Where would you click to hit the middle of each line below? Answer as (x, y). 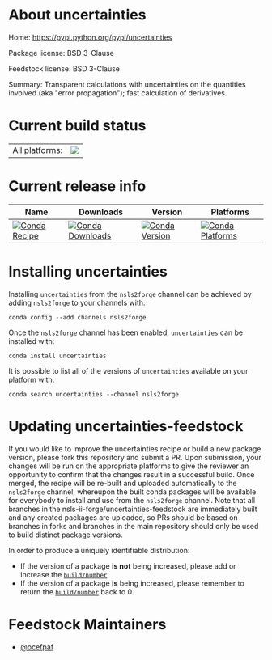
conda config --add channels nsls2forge (78, 317)
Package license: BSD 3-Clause (62, 53)
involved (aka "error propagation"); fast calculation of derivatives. (118, 93)
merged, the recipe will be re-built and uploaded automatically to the (123, 483)
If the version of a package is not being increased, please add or (128, 566)
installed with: (32, 341)
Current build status (77, 126)
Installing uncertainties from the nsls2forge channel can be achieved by (130, 294)
